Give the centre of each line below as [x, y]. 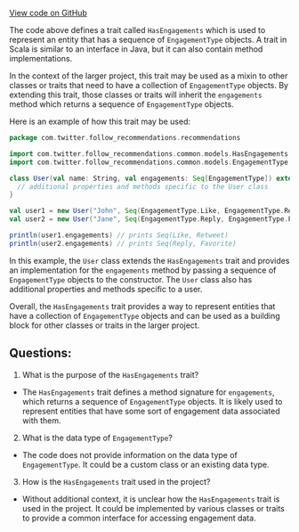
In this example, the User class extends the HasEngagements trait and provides [149, 260]
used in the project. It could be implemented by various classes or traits [153, 508]
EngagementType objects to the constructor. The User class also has [131, 279]
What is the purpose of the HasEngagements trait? [110, 374]
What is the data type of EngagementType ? [97, 438]
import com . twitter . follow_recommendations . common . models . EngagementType [149, 162]
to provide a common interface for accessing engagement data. [139, 518]
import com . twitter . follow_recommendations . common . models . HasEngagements [149, 154]
